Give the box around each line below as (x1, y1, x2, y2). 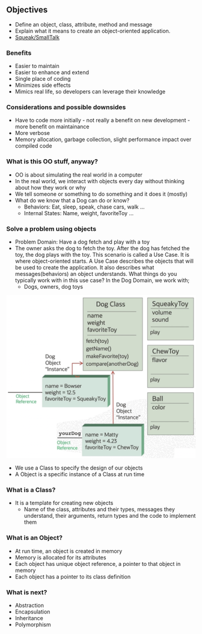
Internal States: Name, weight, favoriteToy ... (23, 209, 134, 216)
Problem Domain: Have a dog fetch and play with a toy (14, 238, 150, 245)
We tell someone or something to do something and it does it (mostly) (14, 190, 188, 198)
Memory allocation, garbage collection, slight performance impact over (14, 136, 192, 143)
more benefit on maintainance (14, 123, 90, 130)
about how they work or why (14, 184, 86, 191)
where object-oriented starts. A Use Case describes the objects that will (14, 257, 194, 265)
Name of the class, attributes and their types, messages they (23, 506, 176, 513)
